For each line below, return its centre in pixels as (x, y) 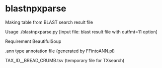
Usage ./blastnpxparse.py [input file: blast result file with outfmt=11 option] (81, 32)
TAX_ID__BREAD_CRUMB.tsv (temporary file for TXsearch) (65, 60)
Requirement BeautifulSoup (33, 41)
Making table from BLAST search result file (49, 22)
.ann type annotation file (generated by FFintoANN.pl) (60, 51)
